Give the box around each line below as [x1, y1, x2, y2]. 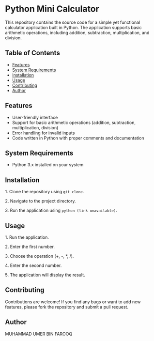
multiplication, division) [12, 124, 59, 130]
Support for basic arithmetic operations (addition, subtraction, [12, 120, 136, 125]
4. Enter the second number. [5, 263, 62, 268]
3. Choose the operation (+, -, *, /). [5, 253, 74, 259]
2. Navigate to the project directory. [5, 198, 76, 204]
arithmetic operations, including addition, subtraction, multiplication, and [5, 30, 150, 35]
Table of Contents [5, 49, 61, 57]
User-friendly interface [12, 114, 58, 120]
